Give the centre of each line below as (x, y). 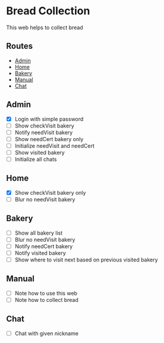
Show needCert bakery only (49, 139)
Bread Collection (48, 11)
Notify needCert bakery (44, 246)
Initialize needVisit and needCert (55, 146)
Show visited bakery (40, 152)
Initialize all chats (36, 159)
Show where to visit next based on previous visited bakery (86, 260)
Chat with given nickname (47, 333)
